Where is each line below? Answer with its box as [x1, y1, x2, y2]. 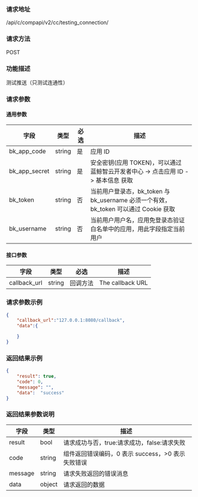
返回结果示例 [6, 354, 43, 362]
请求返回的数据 [63, 480, 105, 489]
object [40, 480, 58, 488]
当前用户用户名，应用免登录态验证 [90, 216, 185, 225]
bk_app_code [9, 147, 46, 156]
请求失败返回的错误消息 [63, 469, 128, 478]
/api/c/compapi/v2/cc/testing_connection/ [6, 19, 109, 26]
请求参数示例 [6, 298, 43, 307]
